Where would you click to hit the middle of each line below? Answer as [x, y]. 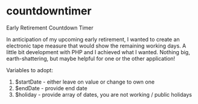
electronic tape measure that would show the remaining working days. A [96, 46]
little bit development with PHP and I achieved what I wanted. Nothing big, [98, 52]
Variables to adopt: [30, 70]
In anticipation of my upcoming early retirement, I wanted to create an [93, 39]
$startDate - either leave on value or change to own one [85, 82]
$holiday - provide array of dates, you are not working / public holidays [103, 94]
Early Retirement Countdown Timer [50, 28]
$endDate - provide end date [51, 88]
